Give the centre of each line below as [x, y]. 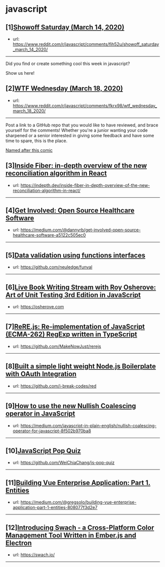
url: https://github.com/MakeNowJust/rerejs [57, 346]
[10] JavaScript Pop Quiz [43, 451]
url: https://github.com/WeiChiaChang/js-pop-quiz [63, 463]
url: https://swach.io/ [34, 555]
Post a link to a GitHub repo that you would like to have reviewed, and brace [82, 125]
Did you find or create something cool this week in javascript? [68, 63]
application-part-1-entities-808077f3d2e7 [55, 507]
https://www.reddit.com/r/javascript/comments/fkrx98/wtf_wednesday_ [85, 105]
